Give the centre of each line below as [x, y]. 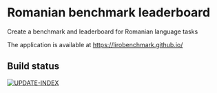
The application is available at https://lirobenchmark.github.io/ [95, 44]
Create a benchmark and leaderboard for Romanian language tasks [103, 31]
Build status [33, 66]
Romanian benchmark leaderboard [109, 13]
